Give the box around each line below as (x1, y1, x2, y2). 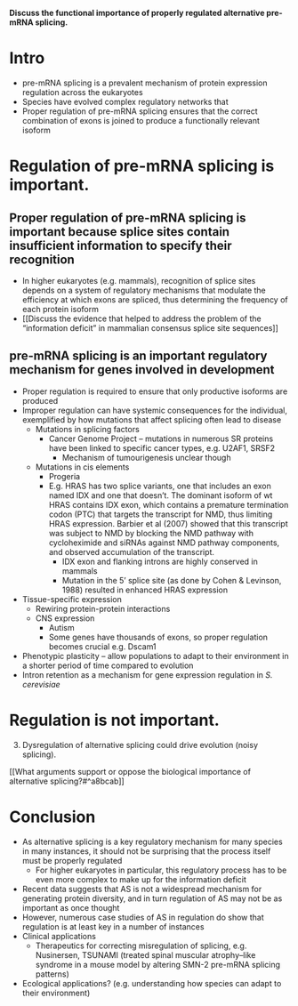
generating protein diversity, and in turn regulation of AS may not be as (21, 893, 283, 904)
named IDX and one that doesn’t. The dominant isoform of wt (48, 489, 273, 501)
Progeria (48, 471, 81, 481)
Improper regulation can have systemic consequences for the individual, (21, 405, 287, 415)
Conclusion (9, 807, 96, 826)
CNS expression (35, 613, 95, 624)
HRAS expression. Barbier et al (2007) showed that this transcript (48, 518, 288, 528)
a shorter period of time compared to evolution (21, 660, 194, 671)
